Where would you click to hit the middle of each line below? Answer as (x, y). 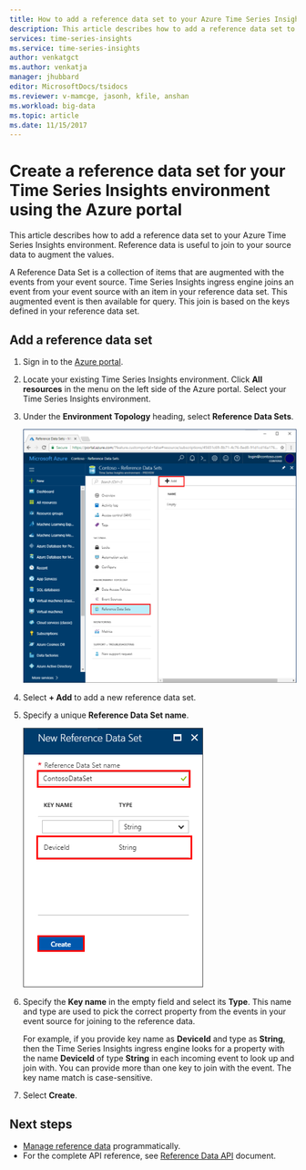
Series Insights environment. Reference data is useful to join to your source (150, 245)
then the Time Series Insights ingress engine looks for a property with (153, 1049)
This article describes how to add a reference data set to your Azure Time (148, 235)
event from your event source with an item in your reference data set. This (149, 292)
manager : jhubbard (44, 78)
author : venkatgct (44, 58)
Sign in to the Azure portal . (73, 362)
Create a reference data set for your (148, 171)
